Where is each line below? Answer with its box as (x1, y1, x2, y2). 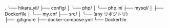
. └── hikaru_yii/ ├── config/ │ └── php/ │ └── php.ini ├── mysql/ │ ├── (5, 5, 164, 11)
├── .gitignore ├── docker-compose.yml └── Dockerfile (5, 17, 126, 22)
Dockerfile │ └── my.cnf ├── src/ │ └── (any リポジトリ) (5, 11, 129, 17)
